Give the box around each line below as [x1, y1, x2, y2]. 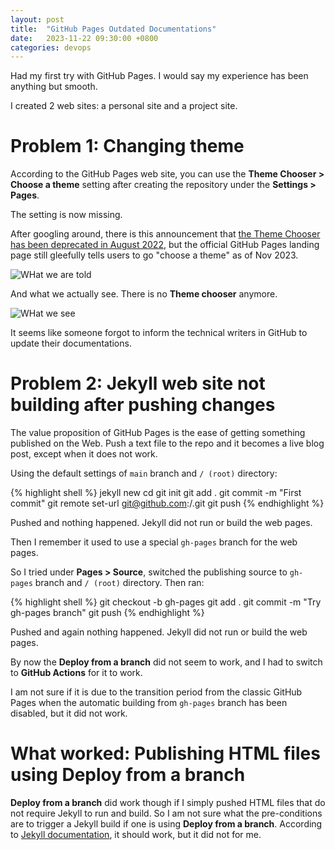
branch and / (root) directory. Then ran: [34, 577, 205, 589]
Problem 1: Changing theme [10, 135, 245, 158]
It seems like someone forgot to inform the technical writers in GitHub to [10, 327, 308, 339]
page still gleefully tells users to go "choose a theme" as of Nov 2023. [10, 249, 299, 261]
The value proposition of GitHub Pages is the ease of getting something [10, 427, 306, 439]
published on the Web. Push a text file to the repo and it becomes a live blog [10, 437, 325, 450]
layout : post [10, 14, 65, 25]
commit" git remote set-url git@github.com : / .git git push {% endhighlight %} [10, 497, 325, 510]
